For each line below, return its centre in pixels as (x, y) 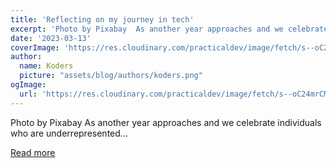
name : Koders (46, 66)
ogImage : (28, 85)
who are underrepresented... (69, 133)
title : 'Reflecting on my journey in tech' (102, 19)
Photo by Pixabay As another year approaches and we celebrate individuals (166, 122)
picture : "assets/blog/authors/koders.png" (111, 76)
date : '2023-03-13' (51, 38)
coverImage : (35, 47)
